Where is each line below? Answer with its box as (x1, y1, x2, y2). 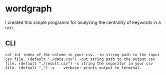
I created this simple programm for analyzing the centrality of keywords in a (5, 19, 161, 25)
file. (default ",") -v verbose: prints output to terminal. (5, 65, 142, 70)
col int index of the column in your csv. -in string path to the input (5, 52, 160, 57)
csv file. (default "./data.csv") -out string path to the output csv (5, 57, 155, 62)
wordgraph (5, 3, 52, 14)
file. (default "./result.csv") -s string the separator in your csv (5, 61, 153, 66)
